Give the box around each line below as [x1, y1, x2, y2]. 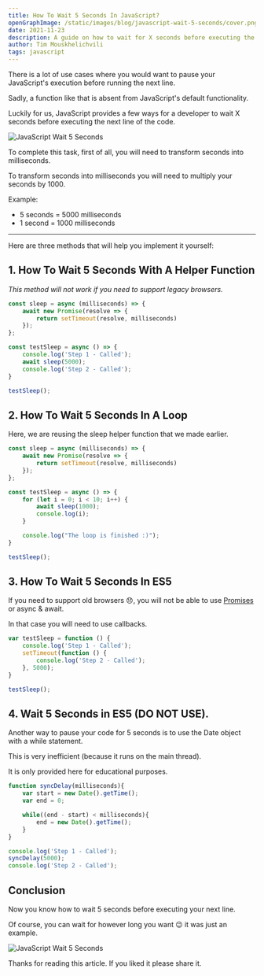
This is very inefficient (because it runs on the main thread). [8, 752, 202, 761]
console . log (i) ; [36, 510, 90, 518]
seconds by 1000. [8, 179, 66, 189]
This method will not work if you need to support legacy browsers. [8, 284, 223, 294]
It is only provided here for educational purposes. [8, 767, 168, 776]
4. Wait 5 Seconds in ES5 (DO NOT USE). [8, 707, 210, 720]
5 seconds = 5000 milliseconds [19, 210, 122, 219]
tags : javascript [8, 48, 65, 56]
